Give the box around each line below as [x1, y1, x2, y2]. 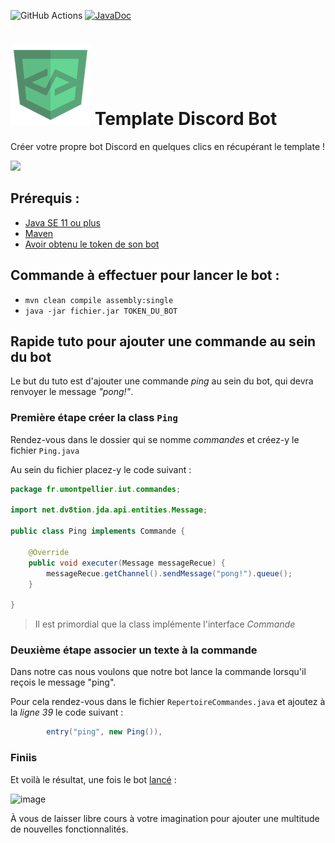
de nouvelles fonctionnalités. [10, 823, 129, 835]
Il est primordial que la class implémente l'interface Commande [34, 618, 296, 630]
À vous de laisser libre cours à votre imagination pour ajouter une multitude [10, 812, 320, 824]
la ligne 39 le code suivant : [10, 706, 124, 719]
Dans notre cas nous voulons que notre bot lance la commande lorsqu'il [10, 666, 307, 678]
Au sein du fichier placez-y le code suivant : [10, 463, 192, 475]
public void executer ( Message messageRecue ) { [28, 558, 226, 568]
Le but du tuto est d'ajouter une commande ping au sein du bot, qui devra [10, 375, 314, 387]
